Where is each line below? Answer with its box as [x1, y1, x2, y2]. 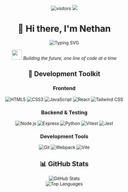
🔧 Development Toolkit [28, 70, 100, 78]
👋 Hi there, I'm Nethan [17, 23, 111, 35]
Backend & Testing [41, 109, 88, 116]
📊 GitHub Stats [40, 159, 89, 168]
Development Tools [40, 133, 89, 140]
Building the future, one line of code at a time [23, 55, 117, 61]
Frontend [53, 85, 76, 92]
